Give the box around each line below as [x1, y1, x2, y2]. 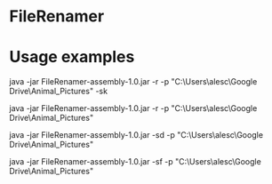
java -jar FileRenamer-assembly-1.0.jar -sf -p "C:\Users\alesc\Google [9, 156, 262, 167]
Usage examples [9, 47, 135, 68]
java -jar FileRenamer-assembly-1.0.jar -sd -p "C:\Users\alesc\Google [9, 130, 264, 140]
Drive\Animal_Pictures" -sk [9, 86, 108, 97]
